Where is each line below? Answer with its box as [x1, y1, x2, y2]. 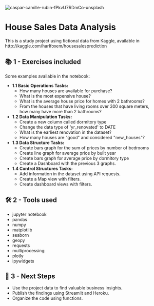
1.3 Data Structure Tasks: [12, 140, 65, 145]
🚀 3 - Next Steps [5, 272, 56, 280]
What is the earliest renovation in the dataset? [19, 129, 112, 135]
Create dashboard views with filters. [19, 181, 93, 187]
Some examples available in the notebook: [5, 73, 90, 79]
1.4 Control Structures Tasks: [12, 165, 73, 171]
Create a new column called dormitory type [19, 119, 107, 124]
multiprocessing [12, 247, 45, 253]
